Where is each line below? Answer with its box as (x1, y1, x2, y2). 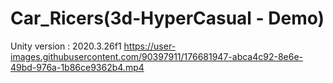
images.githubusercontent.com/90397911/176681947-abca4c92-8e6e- (10, 50, 304, 62)
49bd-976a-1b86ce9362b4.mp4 (10, 61, 145, 73)
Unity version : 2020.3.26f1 (10, 40, 122, 52)
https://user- (123, 40, 177, 52)
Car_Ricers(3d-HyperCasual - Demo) (10, 7, 325, 30)
